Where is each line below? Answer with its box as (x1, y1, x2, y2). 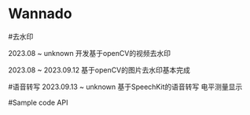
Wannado (8, 5, 72, 23)
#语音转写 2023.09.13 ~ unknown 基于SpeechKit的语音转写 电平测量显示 (8, 82, 243, 91)
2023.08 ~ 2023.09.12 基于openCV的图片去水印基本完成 (8, 65, 190, 75)
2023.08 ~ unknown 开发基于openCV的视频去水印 (8, 48, 171, 57)
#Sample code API (8, 98, 68, 107)
